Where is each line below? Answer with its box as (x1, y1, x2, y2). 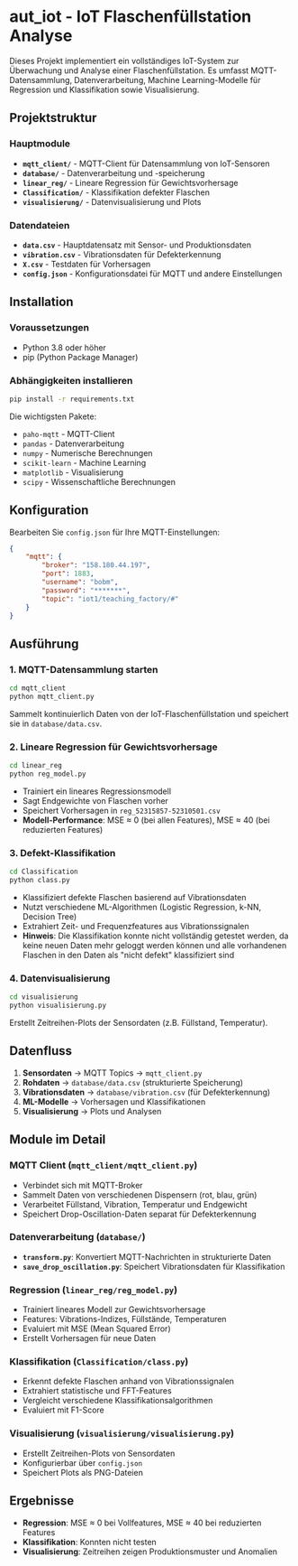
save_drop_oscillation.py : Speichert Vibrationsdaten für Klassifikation (22, 1261, 285, 1272)
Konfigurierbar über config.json (22, 1457, 142, 1468)
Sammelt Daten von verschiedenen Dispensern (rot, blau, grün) (22, 1189, 257, 1200)
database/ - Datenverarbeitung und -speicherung (22, 167, 205, 178)
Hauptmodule (9, 137, 70, 150)
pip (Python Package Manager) (22, 351, 139, 362)
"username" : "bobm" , (41, 578, 119, 587)
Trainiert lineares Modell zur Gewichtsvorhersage (22, 1304, 206, 1315)
